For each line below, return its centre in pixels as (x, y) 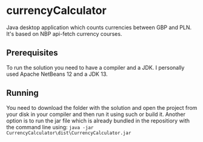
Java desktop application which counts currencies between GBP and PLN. (99, 27)
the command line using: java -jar (50, 127)
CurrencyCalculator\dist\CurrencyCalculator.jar (69, 133)
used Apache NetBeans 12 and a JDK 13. (57, 74)
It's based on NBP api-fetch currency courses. (64, 33)
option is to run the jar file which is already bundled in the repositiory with (98, 120)
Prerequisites (32, 53)
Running (23, 93)
